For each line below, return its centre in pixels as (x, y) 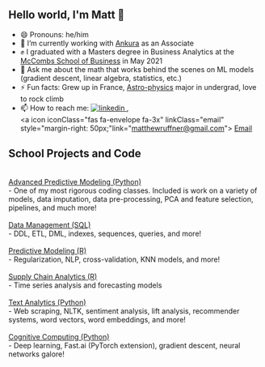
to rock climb (42, 99)
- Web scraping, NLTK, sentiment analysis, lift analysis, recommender (124, 311)
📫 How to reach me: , (74, 108)
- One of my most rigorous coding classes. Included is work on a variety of (133, 190)
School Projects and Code (75, 154)
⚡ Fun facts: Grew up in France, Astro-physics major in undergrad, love (138, 87)
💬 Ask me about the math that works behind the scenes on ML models (137, 69)
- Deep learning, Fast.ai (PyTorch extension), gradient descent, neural (124, 345)
